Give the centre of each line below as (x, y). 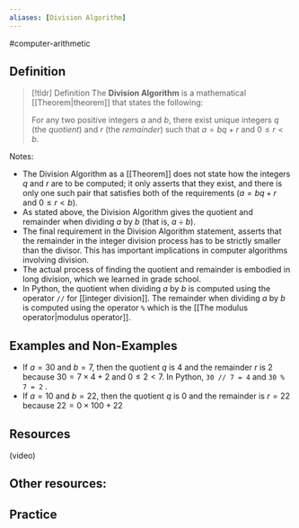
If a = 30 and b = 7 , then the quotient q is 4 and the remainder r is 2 (147, 367)
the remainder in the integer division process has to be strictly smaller (151, 241)
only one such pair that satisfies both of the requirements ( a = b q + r (149, 193)
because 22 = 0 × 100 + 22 (72, 406)
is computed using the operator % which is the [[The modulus (135, 308)
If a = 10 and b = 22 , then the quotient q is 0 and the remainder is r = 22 (156, 396)
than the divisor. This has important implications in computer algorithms (155, 251)
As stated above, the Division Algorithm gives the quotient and (137, 212)
